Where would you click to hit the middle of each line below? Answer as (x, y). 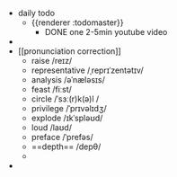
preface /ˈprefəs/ (62, 137)
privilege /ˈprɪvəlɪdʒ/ (69, 108)
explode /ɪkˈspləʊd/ (67, 118)
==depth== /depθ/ (66, 146)
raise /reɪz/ (52, 61)
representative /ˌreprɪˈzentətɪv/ (87, 70)
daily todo (36, 13)
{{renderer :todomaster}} (77, 22)
